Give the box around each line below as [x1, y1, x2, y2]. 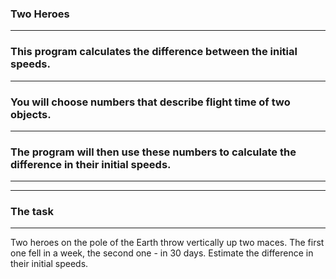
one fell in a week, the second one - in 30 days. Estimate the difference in [10, 247, 314, 259]
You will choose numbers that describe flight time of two [10, 95, 291, 109]
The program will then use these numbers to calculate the [10, 145, 297, 159]
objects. [10, 107, 52, 121]
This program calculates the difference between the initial [10, 45, 298, 59]
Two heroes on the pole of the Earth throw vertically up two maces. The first [10, 237, 325, 249]
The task [10, 205, 54, 219]
